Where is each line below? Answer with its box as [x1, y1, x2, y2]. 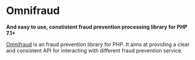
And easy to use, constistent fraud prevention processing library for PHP [6, 23, 188, 30]
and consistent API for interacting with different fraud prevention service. [6, 47, 183, 54]
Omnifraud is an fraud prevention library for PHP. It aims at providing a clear [6, 41, 190, 48]
